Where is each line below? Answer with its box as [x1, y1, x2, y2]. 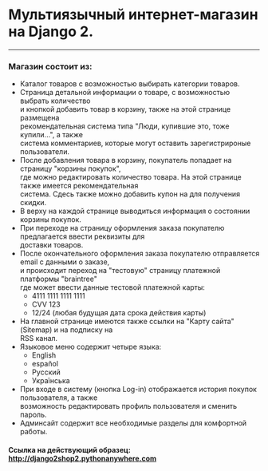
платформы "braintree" [19, 274, 97, 284]
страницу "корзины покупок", [19, 164, 121, 173]
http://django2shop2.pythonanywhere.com [8, 453, 157, 463]
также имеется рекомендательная [19, 181, 139, 191]
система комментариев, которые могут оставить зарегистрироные [19, 138, 251, 148]
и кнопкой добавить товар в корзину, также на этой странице [19, 105, 231, 114]
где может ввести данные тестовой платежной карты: [19, 283, 206, 292]
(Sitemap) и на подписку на [19, 325, 113, 334]
